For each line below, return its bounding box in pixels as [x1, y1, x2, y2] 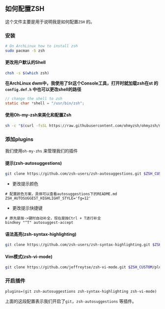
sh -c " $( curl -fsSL [5, 123, 48, 128]
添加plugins [5, 136, 33, 143]
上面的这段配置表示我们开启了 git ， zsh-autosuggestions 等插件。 [5, 298, 137, 304]
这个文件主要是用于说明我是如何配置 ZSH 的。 [5, 19, 95, 25]
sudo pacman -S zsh [5, 48, 45, 53]
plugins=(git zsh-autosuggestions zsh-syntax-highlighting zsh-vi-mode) [5, 289, 157, 294]
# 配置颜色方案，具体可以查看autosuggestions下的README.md [5, 191, 117, 197]
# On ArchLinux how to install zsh [5, 44, 78, 49]
